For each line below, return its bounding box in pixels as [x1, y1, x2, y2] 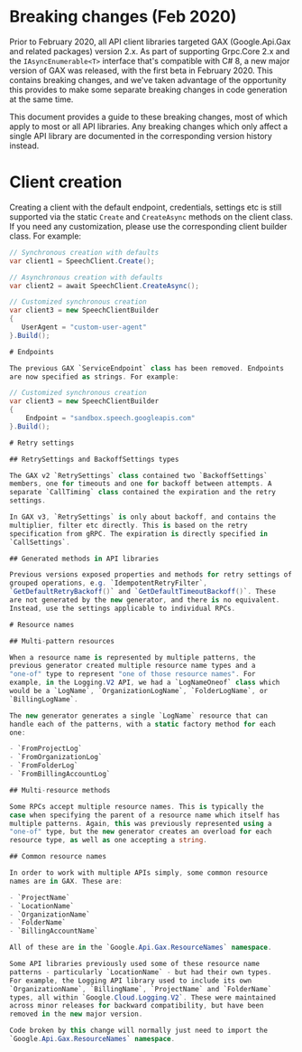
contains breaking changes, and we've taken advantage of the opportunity [9, 74, 287, 85]
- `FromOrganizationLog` [9, 753, 103, 762]
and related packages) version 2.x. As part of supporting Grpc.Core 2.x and [9, 45, 290, 56]
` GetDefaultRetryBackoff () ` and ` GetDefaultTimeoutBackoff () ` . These [9, 587, 277, 596]
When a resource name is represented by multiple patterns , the [9, 653, 256, 662]
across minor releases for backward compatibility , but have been [9, 1001, 264, 1010]
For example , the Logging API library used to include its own [9, 976, 252, 985]
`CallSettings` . [9, 538, 70, 547]
